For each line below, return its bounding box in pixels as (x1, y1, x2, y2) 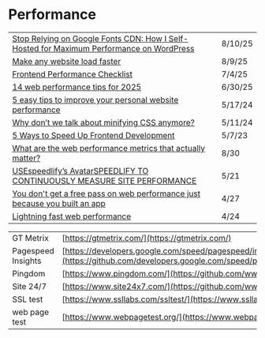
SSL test (12, 294, 43, 305)
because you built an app (12, 197, 106, 208)
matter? (12, 152, 41, 163)
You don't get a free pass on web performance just (12, 188, 201, 199)
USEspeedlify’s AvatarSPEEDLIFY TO (12, 165, 149, 176)
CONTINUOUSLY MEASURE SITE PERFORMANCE (12, 175, 197, 186)
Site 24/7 (12, 280, 47, 291)
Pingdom (12, 268, 46, 279)
